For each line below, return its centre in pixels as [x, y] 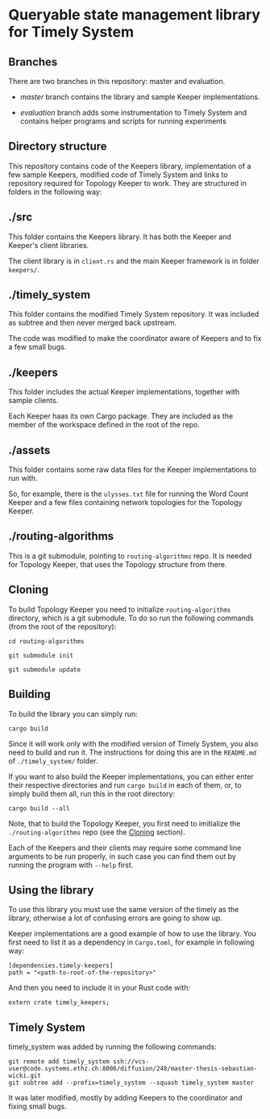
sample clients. [33, 401]
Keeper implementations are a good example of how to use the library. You [132, 934]
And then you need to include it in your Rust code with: [100, 988]
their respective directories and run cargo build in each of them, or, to [125, 785]
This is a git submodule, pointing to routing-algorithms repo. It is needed [130, 556]
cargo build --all [39, 808]
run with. [23, 478]
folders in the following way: [55, 191]
